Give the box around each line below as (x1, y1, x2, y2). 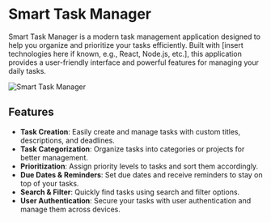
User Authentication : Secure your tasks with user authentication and (19, 195, 252, 205)
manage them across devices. (19, 204, 121, 214)
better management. (19, 152, 89, 162)
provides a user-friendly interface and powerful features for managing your (8, 58, 260, 67)
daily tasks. (8, 66, 47, 75)
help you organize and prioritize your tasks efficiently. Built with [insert (8, 40, 244, 49)
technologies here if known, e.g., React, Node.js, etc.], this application (8, 49, 243, 58)
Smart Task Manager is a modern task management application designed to (8, 32, 261, 41)
